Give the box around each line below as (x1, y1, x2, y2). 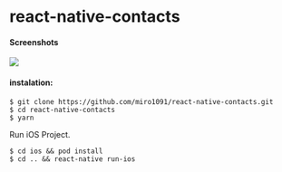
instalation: (9, 77, 53, 88)
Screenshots (9, 36, 59, 47)
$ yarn (9, 113, 34, 122)
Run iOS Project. (9, 129, 71, 139)
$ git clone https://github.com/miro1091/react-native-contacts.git (9, 97, 274, 106)
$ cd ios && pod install (9, 147, 103, 156)
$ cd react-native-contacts (9, 105, 116, 114)
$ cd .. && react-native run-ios (9, 154, 136, 164)
